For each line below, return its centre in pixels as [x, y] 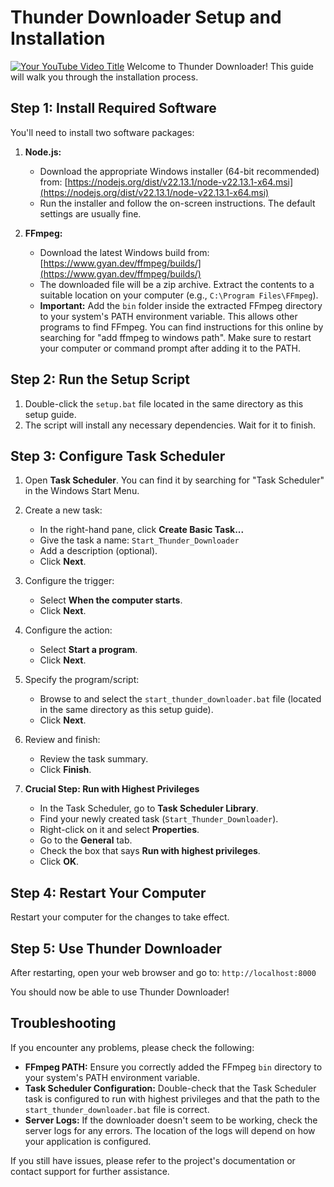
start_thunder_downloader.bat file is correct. [117, 1109]
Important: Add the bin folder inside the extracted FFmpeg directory [181, 305]
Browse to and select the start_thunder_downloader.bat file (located [180, 699]
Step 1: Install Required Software [113, 108]
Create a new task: [63, 510]
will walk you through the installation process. [104, 77]
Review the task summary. [94, 759]
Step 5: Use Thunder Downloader [116, 948]
